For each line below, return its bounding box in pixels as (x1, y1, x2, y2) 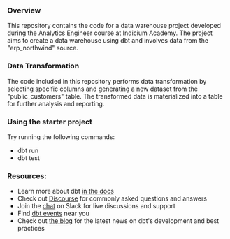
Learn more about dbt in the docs (17, 187, 114, 196)
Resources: (7, 171, 47, 180)
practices (17, 224, 45, 233)
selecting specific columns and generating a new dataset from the (7, 85, 198, 93)
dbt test (17, 153, 41, 162)
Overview (7, 6, 41, 15)
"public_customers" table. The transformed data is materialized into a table (7, 92, 223, 100)
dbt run (17, 146, 39, 154)
